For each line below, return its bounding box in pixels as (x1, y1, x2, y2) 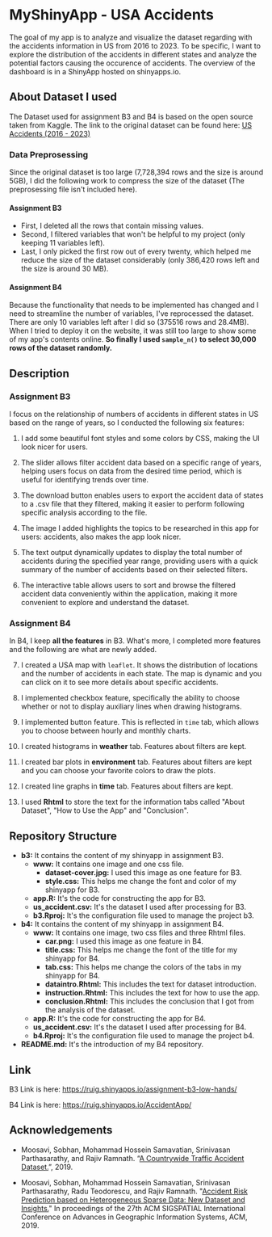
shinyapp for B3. (44, 885, 100, 894)
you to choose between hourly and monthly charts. (20, 726, 191, 736)
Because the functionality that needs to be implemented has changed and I (9, 301, 259, 310)
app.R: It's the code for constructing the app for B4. (32, 1014, 207, 1024)
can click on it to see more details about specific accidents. (20, 677, 219, 688)
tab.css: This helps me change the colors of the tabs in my (44, 962, 242, 972)
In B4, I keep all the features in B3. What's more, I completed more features (9, 636, 262, 646)
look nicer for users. (20, 442, 88, 452)
